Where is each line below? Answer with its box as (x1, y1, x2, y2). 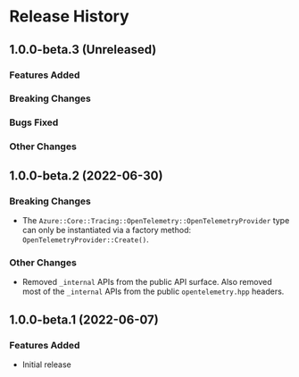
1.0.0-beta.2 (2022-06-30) (9, 168, 163, 183)
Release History (9, 6, 129, 27)
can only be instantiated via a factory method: (21, 224, 192, 235)
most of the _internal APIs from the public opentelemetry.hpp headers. (21, 286, 285, 297)
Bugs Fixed (9, 116, 59, 129)
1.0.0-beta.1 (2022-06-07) (9, 312, 159, 327)
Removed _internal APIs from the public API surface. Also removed (21, 277, 272, 288)
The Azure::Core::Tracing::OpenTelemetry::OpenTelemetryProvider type (21, 214, 290, 225)
